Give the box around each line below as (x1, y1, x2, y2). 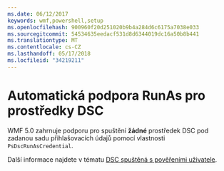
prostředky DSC (7, 103, 104, 118)
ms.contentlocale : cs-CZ (7, 43, 81, 51)
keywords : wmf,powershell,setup (7, 17, 103, 24)
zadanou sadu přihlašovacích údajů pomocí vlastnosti (7, 133, 166, 142)
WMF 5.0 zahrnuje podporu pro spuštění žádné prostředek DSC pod (7, 126, 209, 135)
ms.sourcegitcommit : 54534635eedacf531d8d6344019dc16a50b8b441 (7, 30, 200, 38)
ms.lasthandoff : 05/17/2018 (7, 51, 91, 58)
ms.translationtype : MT (7, 37, 78, 44)
